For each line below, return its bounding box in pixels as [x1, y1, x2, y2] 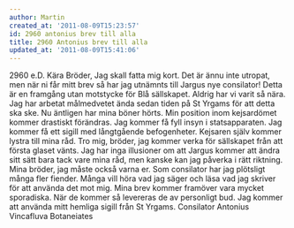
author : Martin [9, 12, 65, 22]
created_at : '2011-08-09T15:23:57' [9, 21, 140, 30]
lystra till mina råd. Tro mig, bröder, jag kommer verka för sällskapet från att [9, 136, 283, 147]
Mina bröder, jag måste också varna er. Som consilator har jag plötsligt [9, 164, 266, 175]
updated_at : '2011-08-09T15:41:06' [9, 46, 140, 55]
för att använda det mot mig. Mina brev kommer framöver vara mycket [9, 183, 265, 194]
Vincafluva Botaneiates [9, 211, 94, 222]
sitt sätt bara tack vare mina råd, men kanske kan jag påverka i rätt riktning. [9, 155, 283, 165]
